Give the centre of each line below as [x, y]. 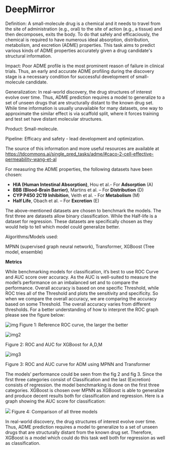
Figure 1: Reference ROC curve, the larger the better [74, 325]
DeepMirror [30, 9]
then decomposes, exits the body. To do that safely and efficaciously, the [82, 34]
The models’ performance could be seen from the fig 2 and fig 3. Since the [84, 374]
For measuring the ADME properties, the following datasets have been [79, 169]
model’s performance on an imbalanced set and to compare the [72, 282]
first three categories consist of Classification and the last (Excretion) [78, 379]
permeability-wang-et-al [31, 159]
